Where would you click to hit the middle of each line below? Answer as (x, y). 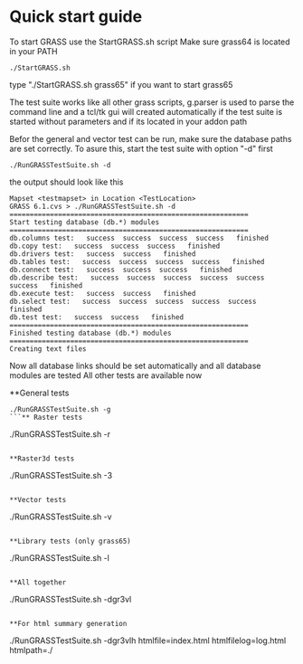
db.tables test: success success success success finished (137, 261)
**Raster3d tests (42, 459)
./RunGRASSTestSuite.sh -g (60, 409)
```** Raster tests (46, 417)
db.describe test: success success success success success (137, 278)
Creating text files (48, 349)
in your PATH (33, 51)
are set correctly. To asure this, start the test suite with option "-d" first (141, 148)
